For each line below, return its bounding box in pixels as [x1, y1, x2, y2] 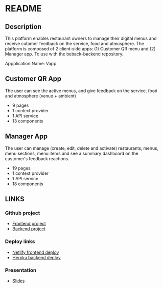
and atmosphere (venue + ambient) [5, 93, 77, 98]
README [5, 3, 42, 14]
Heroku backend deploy [12, 254, 61, 260]
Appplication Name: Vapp [5, 61, 57, 66]
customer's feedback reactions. [5, 155, 70, 162]
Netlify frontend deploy [12, 249, 59, 255]
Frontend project [12, 221, 46, 227]
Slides [12, 278, 25, 284]
